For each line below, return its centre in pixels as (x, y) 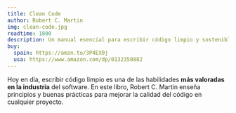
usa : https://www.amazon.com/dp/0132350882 (78, 60)
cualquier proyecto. (35, 102)
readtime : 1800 (29, 33)
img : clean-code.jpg (38, 27)
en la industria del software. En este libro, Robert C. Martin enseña (104, 87)
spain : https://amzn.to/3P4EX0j (61, 53)
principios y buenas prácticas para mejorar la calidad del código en (105, 94)
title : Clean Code (34, 14)
